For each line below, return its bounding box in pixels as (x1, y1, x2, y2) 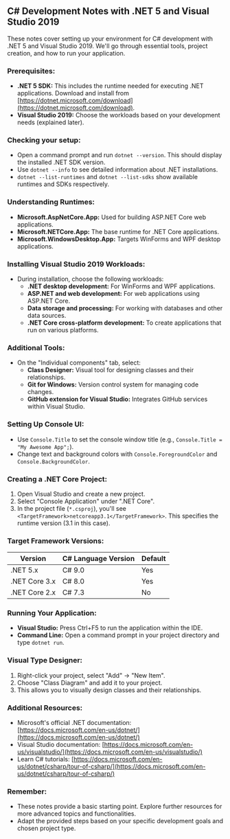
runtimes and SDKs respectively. (16, 180, 110, 188)
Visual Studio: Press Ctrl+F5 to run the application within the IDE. (16, 624, 203, 632)
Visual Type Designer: (7, 656, 83, 665)
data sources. (27, 312, 67, 319)
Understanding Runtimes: (7, 197, 95, 207)
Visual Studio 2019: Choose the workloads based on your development (16, 111, 221, 119)
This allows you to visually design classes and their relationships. (16, 686, 202, 694)
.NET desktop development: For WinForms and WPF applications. (27, 282, 216, 290)
